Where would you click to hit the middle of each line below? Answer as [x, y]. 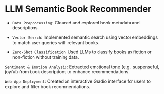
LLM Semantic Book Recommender [78, 9]
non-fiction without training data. [46, 57]
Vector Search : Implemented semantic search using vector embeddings [85, 37]
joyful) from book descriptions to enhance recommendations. [67, 71]
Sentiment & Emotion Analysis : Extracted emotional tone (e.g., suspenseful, [82, 67]
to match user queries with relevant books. [56, 42]
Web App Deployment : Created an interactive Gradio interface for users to [78, 81]
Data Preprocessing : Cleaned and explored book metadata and [76, 23]
